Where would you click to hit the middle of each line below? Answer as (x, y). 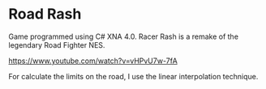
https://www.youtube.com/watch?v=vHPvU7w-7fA (93, 61)
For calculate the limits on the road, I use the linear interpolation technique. (133, 76)
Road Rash (45, 14)
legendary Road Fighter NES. (57, 44)
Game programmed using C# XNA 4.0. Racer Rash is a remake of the (124, 36)
